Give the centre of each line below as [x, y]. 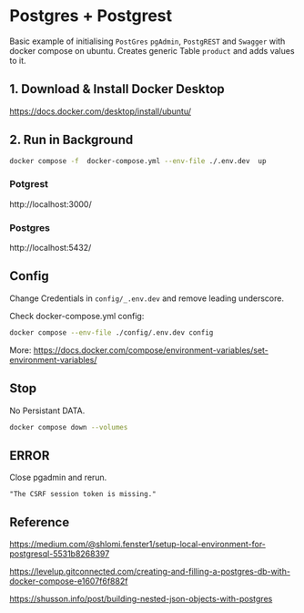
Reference [40, 522]
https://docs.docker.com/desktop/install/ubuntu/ [101, 111]
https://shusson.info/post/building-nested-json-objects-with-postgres [141, 599]
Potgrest [29, 184]
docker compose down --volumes [69, 427]
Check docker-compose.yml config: [77, 316]
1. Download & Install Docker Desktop [117, 89]
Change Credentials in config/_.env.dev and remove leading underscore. [147, 298]
